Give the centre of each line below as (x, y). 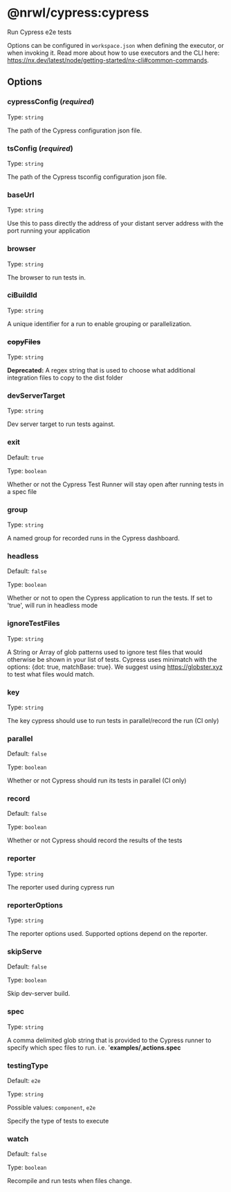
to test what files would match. (51, 674)
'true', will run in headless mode (53, 606)
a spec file (22, 491)
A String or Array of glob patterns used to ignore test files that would (105, 652)
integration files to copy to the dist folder (65, 378)
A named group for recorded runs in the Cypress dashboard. (93, 538)
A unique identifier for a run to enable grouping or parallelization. (100, 323)
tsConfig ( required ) (40, 148)
